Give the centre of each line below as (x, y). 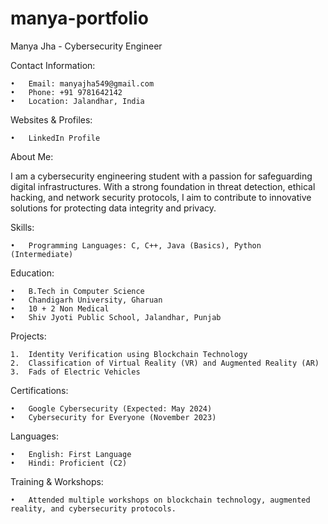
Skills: (22, 227)
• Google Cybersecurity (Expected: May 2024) (111, 408)
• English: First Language (71, 454)
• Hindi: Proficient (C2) (69, 463)
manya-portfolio (79, 18)
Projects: (28, 336)
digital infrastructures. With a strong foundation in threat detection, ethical (163, 186)
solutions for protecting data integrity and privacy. (113, 208)
